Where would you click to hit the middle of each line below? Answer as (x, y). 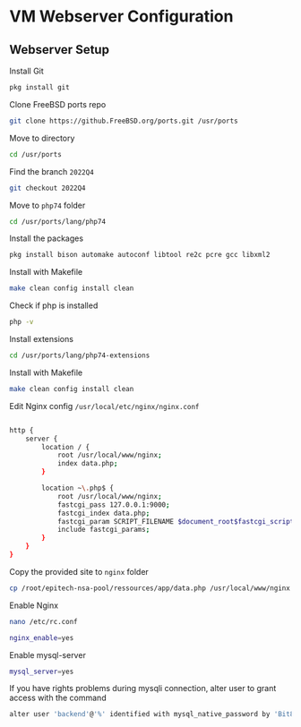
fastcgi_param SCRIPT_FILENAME (116, 521)
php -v (21, 322)
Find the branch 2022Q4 (52, 171)
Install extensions (42, 339)
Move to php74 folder (47, 205)
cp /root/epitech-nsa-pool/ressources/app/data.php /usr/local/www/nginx (150, 588)
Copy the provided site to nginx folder (79, 571)
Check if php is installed (54, 305)
